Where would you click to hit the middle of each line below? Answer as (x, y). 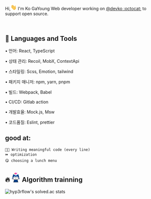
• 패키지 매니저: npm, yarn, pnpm (38, 82)
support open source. (27, 14)
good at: (18, 138)
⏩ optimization (21, 155)
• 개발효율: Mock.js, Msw (30, 112)
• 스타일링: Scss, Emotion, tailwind (39, 72)
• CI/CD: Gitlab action (27, 102)
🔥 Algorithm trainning (44, 180)
